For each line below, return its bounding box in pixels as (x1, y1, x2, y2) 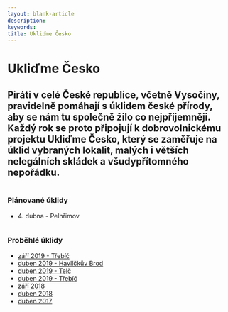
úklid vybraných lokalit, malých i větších (7, 144, 190, 156)
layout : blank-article (7, 10, 75, 18)
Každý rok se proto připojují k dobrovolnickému (7, 122, 222, 134)
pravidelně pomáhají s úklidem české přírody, (7, 100, 213, 112)
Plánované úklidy (7, 196, 69, 206)
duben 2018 (17, 289, 53, 298)
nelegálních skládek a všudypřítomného (7, 155, 190, 167)
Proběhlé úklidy (7, 235, 63, 245)
